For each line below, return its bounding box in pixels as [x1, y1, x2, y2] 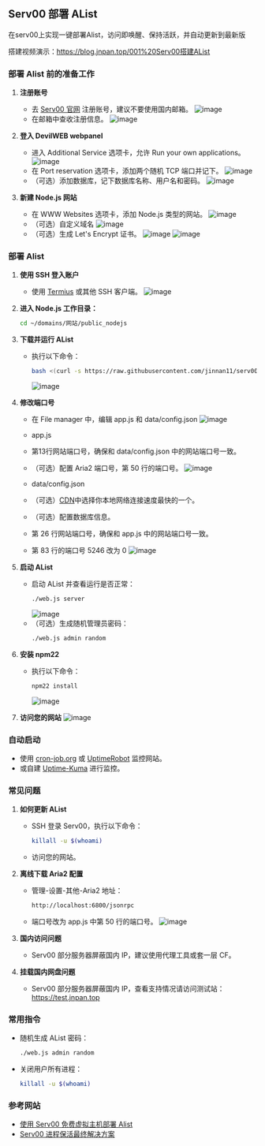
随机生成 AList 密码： [19, 1033, 89, 1043]
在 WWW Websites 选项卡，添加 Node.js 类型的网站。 [31, 210, 207, 219]
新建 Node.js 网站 [19, 192, 77, 203]
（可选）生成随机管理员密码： [31, 618, 129, 629]
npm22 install [31, 681, 78, 690]
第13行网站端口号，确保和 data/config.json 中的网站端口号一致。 [31, 446, 241, 456]
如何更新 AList [19, 804, 67, 814]
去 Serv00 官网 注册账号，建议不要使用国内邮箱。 [31, 105, 193, 114]
